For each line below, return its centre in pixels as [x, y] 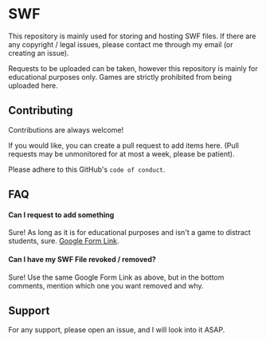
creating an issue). [39, 53]
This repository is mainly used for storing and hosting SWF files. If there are [132, 36]
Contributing [41, 111]
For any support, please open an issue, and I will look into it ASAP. [117, 330]
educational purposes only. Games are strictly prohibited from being [120, 77]
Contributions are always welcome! [66, 129]
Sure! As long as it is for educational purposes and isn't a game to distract [129, 233]
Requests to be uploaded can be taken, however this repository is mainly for [133, 68]
